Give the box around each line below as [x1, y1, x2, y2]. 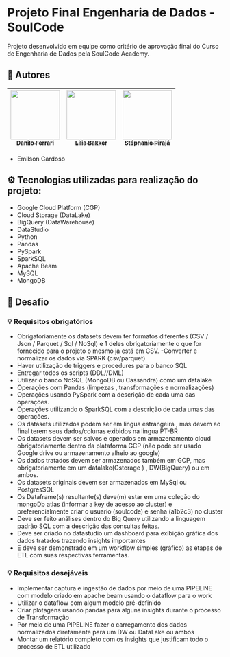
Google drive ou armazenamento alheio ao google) [16, 449, 161, 457]
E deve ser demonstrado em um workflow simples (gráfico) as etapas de [16, 544, 222, 552]
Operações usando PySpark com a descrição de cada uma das [16, 391, 196, 399]
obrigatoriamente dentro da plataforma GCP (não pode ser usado [16, 441, 202, 450]
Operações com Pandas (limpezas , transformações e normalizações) [16, 383, 214, 392]
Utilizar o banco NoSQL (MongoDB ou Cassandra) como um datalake [16, 376, 212, 384]
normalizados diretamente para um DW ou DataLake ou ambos [16, 627, 195, 636]
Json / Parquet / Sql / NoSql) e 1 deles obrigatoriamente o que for [16, 340, 202, 348]
